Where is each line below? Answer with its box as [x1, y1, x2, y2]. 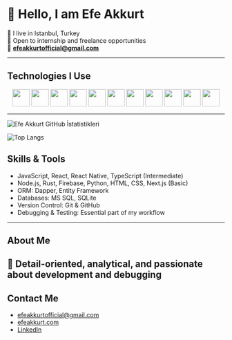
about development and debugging [7, 269, 162, 281]
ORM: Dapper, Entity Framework [17, 186, 109, 194]
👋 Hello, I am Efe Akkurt [7, 6, 144, 22]
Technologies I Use [7, 70, 91, 82]
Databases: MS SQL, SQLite [17, 193, 97, 202]
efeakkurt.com [17, 318, 59, 327]
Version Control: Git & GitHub [17, 200, 100, 209]
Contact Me [7, 292, 59, 304]
